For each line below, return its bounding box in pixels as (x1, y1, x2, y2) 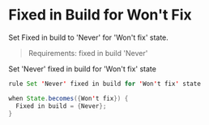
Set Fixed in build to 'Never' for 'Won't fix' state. (8, 32, 168, 42)
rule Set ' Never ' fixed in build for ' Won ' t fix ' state (8, 80, 201, 88)
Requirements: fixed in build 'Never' (28, 48, 148, 58)
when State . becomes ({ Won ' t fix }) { (8, 94, 129, 102)
